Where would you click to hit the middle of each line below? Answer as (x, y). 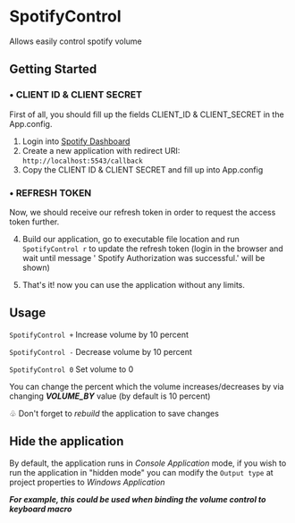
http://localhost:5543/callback (82, 161)
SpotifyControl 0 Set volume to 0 (72, 369)
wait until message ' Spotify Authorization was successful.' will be (143, 257)
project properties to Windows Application (87, 482)
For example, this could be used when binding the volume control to (138, 499)
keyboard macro (41, 509)
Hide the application (67, 441)
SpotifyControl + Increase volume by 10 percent (99, 334)
